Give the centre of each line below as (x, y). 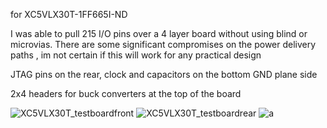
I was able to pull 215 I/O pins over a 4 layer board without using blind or (159, 33)
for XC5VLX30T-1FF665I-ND (69, 14)
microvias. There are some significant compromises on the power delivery (163, 44)
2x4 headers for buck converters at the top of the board (126, 93)
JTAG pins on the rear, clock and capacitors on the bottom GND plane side (164, 74)
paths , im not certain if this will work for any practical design (136, 55)
